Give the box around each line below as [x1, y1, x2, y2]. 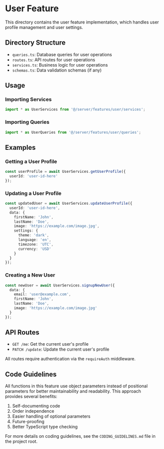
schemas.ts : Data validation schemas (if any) [12, 67, 102, 73]
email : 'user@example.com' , [14, 292, 71, 297]
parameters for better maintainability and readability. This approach [5, 388, 141, 394]
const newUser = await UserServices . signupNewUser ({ [5, 283, 115, 288]
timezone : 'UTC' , [18, 242, 54, 247]
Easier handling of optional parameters [12, 413, 91, 419]
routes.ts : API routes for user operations [12, 57, 95, 63]
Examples [5, 143, 36, 152]
